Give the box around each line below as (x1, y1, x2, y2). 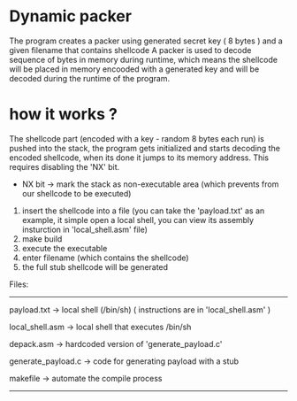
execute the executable (21, 243, 108, 253)
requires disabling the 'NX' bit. (9, 161, 120, 172)
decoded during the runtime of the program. (9, 73, 171, 83)
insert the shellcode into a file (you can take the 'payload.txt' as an (21, 205, 265, 216)
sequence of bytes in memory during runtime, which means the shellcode (9, 54, 278, 65)
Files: (9, 279, 29, 289)
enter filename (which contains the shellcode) (21, 252, 189, 263)
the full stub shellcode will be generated (21, 261, 169, 272)
